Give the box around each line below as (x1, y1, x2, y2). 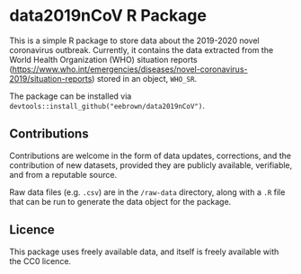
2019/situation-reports (9, 73, 93, 84)
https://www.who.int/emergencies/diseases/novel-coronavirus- (12, 64, 248, 75)
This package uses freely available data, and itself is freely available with (9, 246, 279, 257)
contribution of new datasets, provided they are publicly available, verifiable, (9, 159, 293, 171)
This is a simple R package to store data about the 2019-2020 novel (9, 35, 260, 46)
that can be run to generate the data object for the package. (9, 196, 232, 207)
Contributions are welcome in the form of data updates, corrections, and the (9, 150, 292, 161)
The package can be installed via (9, 91, 132, 102)
